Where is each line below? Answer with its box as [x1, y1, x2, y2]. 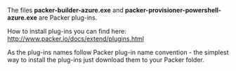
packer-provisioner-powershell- [125, 6, 222, 14]
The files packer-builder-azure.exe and [7, 6, 124, 14]
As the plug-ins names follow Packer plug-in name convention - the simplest [7, 49, 230, 56]
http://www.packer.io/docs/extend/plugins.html [7, 34, 144, 43]
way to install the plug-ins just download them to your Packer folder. [7, 56, 205, 64]
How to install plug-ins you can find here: [7, 27, 126, 35]
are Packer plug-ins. [38, 13, 98, 22]
